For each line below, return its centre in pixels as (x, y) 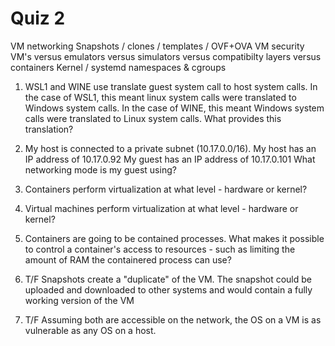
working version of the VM (79, 300)
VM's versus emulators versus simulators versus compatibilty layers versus (166, 56)
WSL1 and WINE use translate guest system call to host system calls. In (171, 86)
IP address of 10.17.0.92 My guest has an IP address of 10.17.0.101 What (170, 159)
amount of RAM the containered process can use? (128, 259)
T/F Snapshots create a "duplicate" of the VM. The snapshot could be (168, 279)
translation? (49, 129)
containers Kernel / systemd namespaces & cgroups (118, 67)
